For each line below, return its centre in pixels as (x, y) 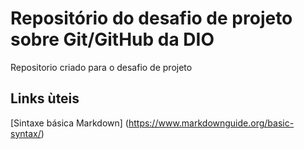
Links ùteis (45, 98)
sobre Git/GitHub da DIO (112, 39)
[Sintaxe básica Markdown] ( (69, 123)
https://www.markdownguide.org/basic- (211, 123)
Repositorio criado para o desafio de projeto (101, 67)
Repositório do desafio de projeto (151, 18)
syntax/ (26, 133)
